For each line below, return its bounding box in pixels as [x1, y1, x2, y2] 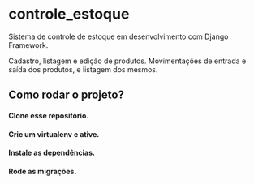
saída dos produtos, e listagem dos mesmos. [8, 64, 158, 74]
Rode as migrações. [8, 166, 77, 176]
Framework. [8, 40, 49, 49]
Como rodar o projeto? [8, 88, 124, 102]
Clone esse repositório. [8, 110, 89, 120]
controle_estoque [8, 5, 130, 24]
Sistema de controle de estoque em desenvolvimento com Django [8, 32, 229, 41]
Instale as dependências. [8, 148, 96, 158]
